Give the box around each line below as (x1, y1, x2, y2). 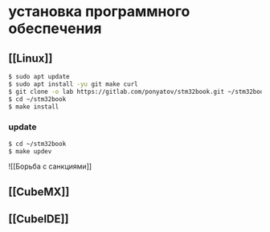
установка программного (8, 2, 190, 21)
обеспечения (8, 19, 102, 38)
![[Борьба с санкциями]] (8, 161, 92, 171)
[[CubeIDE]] (8, 212, 69, 226)
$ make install (8, 103, 59, 111)
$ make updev (8, 147, 52, 155)
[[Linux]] (8, 51, 53, 65)
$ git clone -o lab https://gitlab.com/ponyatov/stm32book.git (8, 88, 225, 96)
